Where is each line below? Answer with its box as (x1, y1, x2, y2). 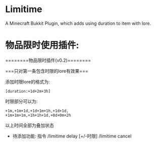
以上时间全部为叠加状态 (5, 122, 54, 128)
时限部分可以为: (5, 98, 38, 104)
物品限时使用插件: (5, 39, 79, 51)
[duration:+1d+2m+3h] (5, 88, 51, 94)
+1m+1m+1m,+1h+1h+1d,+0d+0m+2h (5, 113, 71, 118)
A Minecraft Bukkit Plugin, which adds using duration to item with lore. (5, 20, 151, 26)
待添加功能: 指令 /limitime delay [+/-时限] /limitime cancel (12, 133, 132, 139)
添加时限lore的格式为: (5, 78, 50, 84)
